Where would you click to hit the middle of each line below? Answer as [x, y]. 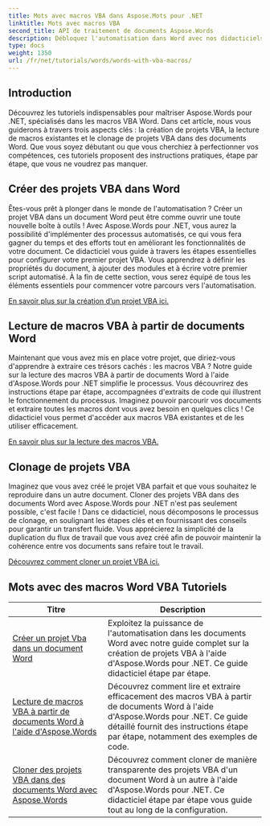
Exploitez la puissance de [155, 623]
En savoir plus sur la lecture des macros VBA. [84, 442]
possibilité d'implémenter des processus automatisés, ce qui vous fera [125, 234]
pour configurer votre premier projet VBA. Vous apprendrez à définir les [127, 260]
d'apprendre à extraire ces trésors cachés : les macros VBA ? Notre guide [131, 366]
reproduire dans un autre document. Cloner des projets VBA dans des [124, 495]
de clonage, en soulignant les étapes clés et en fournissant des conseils [128, 521]
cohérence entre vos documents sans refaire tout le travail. [106, 546]
